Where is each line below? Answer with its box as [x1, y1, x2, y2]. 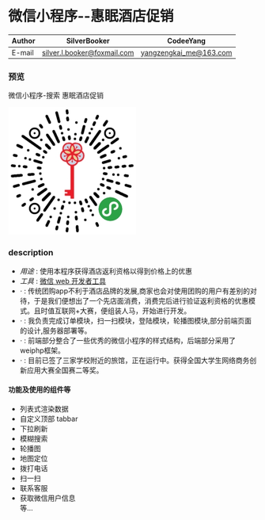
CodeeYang [167, 36, 206, 46]
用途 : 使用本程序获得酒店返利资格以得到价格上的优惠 [19, 266, 192, 276]
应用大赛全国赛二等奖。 [26, 365, 104, 375]
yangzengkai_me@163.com [141, 48, 233, 57]
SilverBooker [66, 36, 110, 46]
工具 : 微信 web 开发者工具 [19, 276, 107, 285]
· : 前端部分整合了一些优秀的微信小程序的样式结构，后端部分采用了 [19, 335, 236, 345]
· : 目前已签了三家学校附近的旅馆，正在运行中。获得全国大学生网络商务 [19, 355, 250, 365]
